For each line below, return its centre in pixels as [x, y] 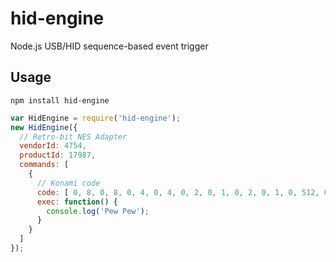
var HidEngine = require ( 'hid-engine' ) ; [96, 118]
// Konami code [68, 183]
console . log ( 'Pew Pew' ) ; [98, 211]
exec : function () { [77, 202]
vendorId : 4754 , [53, 146]
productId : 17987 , [58, 155]
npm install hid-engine [60, 100]
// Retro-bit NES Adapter [73, 137]
